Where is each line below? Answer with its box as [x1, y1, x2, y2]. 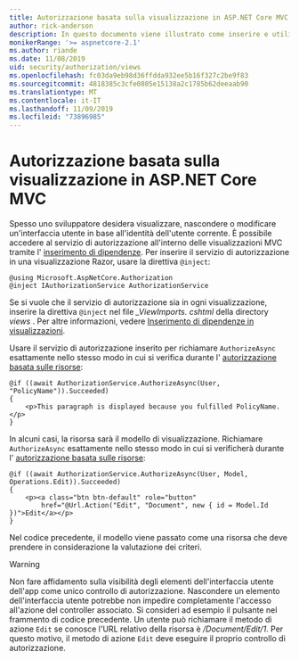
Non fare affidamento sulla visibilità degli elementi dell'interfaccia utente [9, 576, 274, 587]
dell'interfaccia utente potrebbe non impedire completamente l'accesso [9, 595, 271, 606]
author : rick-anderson [9, 21, 93, 30]
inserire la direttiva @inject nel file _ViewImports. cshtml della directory [9, 307, 269, 318]
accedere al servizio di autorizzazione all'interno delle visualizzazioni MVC [9, 237, 283, 248]
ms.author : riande [9, 46, 77, 55]
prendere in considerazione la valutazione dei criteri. [9, 541, 202, 553]
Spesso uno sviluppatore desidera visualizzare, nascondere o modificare [9, 219, 277, 229]
